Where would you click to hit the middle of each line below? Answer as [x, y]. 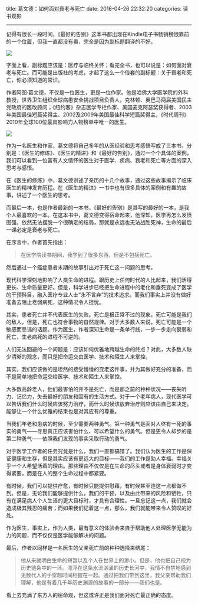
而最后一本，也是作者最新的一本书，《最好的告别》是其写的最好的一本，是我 [98, 208]
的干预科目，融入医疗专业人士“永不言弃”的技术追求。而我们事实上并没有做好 [99, 295]
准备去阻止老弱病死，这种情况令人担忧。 [55, 302]
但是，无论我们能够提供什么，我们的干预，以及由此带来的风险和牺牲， [101, 493]
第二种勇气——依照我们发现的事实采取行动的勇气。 [68, 438]
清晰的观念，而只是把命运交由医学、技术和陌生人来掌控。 [81, 357]
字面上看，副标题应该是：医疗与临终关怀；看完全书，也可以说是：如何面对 [96, 65]
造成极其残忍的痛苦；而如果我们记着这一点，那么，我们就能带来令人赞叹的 [96, 508]
